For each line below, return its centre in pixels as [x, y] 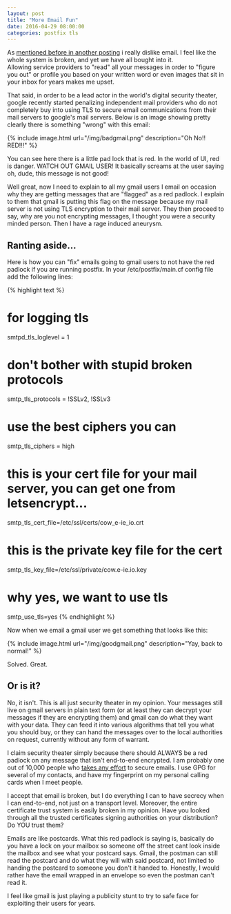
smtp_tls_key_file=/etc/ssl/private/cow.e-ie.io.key [77, 569]
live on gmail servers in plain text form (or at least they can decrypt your [110, 710]
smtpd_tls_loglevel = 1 [38, 337]
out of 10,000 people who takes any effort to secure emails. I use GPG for [111, 767]
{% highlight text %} [36, 290]
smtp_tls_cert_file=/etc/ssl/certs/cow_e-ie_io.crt [76, 522]
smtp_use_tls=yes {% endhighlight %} [61, 617]
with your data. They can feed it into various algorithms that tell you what [111, 725]
